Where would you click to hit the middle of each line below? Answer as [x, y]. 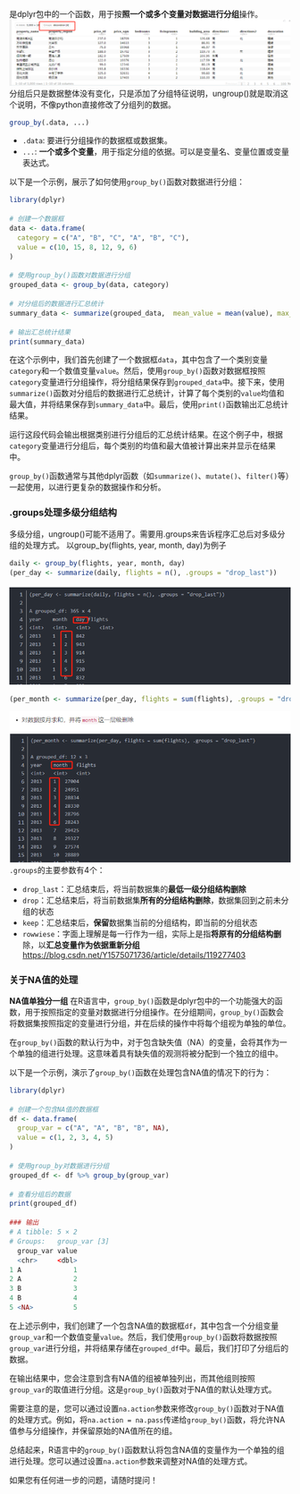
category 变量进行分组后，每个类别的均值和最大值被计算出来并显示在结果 [143, 446]
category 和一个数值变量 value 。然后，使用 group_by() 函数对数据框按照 [137, 371]
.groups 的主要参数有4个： [57, 870]
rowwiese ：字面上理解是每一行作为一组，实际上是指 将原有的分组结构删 [152, 933]
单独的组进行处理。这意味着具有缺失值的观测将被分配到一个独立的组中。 [150, 1053]
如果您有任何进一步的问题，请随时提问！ [83, 1480]
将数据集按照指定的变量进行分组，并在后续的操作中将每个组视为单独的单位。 [150, 1023]
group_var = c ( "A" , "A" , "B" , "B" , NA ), [93, 1128]
